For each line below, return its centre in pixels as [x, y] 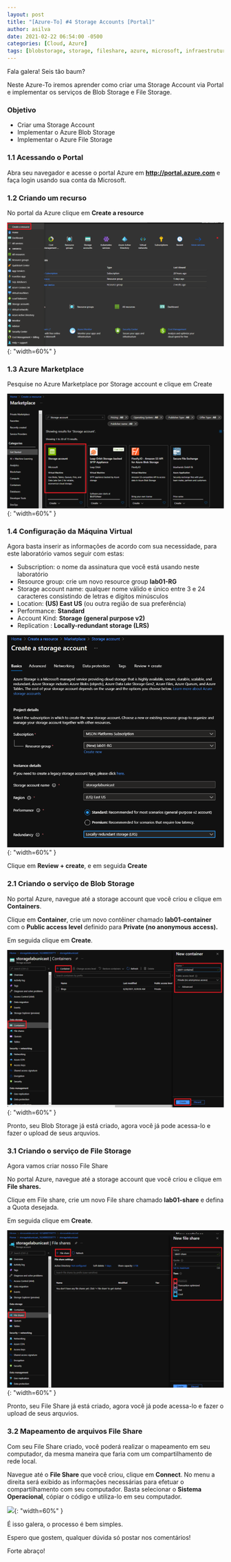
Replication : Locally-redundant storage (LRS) [83, 626]
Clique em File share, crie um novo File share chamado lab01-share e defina [115, 1200]
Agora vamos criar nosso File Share [58, 1166]
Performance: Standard [51, 611]
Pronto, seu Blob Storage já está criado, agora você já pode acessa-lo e [109, 1125]
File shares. [24, 1187]
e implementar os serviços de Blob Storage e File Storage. [89, 92]
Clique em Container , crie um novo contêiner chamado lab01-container [109, 919]
